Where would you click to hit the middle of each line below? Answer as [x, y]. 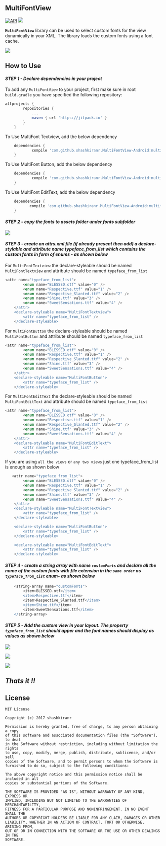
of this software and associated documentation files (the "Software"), [82, 735]
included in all [22, 779]
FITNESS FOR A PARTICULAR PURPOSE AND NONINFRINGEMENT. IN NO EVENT [77, 809]
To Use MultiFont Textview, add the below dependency [61, 137]
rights [12, 748]
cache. [12, 41]
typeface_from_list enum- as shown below [50, 576]
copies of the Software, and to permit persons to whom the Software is [82, 761]
